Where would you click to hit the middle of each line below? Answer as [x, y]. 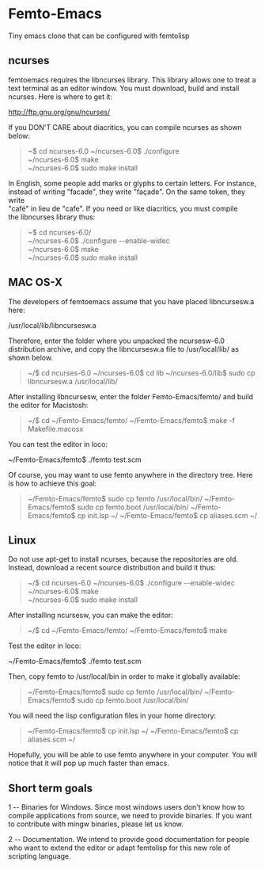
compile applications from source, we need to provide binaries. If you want [130, 816]
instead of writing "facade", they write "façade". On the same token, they [127, 192]
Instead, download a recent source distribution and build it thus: [112, 568]
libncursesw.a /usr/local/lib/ [73, 381]
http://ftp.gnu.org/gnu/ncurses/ [59, 112]
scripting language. [40, 856]
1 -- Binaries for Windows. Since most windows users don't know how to [127, 807]
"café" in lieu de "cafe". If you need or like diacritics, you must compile [123, 208]
